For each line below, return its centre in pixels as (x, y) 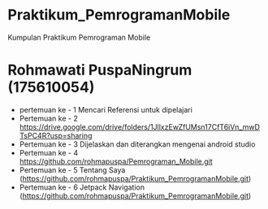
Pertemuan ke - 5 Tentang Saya (72, 170)
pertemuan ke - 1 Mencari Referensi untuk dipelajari (106, 109)
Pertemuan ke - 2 (48, 118)
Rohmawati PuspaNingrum (100, 70)
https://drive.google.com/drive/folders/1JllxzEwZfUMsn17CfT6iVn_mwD (140, 126)
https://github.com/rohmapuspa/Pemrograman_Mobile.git (116, 161)
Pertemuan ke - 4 (49, 152)
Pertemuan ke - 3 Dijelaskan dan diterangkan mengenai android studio (137, 144)
